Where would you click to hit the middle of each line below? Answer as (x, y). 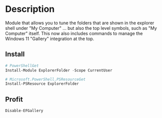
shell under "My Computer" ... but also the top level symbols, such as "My (81, 28)
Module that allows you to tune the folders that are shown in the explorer (80, 23)
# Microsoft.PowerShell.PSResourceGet (45, 79)
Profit (14, 99)
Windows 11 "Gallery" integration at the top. (50, 39)
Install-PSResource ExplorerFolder (42, 84)
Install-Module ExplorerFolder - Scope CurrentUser (59, 70)
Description (30, 9)
